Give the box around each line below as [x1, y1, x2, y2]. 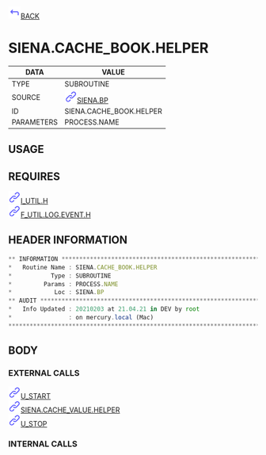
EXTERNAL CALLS [8, 368, 80, 379]
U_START [21, 391, 51, 400]
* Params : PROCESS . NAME [8, 280, 119, 288]
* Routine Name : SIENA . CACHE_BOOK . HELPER [8, 263, 158, 271]
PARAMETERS [11, 117, 58, 127]
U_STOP [21, 419, 47, 428]
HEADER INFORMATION [8, 233, 128, 247]
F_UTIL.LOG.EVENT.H [21, 210, 91, 220]
